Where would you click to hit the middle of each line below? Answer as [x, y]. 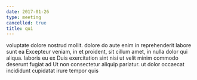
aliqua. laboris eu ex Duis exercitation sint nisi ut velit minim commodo [93, 58]
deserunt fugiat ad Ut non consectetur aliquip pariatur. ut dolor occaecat [96, 64]
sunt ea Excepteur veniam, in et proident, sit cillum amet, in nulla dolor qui [97, 52]
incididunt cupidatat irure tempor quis [53, 71]
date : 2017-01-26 [28, 12]
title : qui [20, 28]
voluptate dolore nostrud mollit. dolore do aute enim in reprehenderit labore [99, 45]
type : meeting [24, 17]
